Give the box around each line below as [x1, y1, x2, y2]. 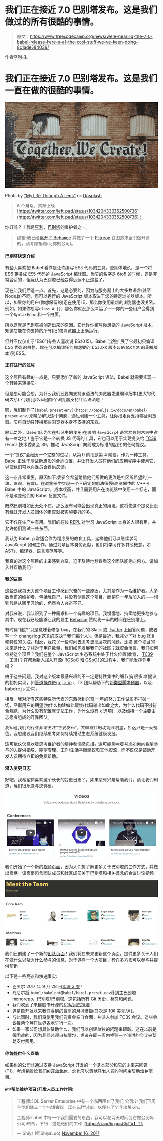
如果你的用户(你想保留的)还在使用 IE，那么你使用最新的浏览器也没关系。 [13, 299, 158, 305]
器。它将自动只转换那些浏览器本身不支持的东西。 [5, 419, 103, 425]
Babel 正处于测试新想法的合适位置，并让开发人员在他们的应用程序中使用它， [5, 458, 158, 464]
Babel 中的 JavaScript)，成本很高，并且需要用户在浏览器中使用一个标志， [5, 486, 152, 492]
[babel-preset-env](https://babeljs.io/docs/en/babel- [34, 408, 148, 413]
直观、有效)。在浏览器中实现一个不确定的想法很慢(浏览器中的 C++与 [13, 480, 150, 486]
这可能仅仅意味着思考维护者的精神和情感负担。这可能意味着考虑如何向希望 [5, 741, 154, 746]
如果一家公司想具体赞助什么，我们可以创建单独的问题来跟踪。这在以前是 [12, 1026, 157, 1032]
